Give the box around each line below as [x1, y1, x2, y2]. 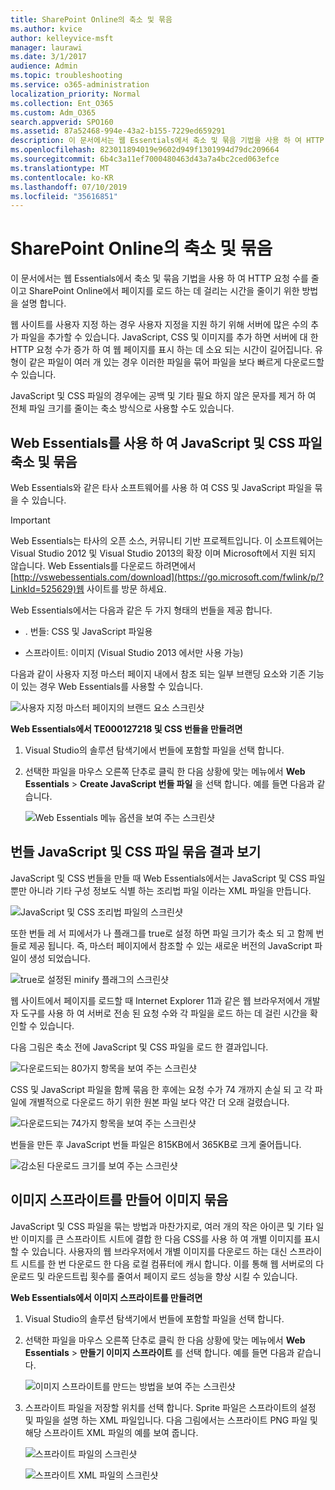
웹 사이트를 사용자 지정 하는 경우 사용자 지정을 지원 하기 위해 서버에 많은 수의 [10, 319, 309, 331]
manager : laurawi [10, 42, 83, 53]
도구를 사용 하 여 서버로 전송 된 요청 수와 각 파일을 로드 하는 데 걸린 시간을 [20, 1007, 308, 1019]
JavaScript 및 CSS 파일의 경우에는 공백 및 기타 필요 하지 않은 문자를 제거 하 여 [10, 390, 317, 402]
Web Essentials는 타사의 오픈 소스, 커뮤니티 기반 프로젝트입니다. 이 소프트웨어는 [10, 535, 324, 546]
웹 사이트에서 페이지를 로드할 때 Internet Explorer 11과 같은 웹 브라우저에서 [10, 994, 302, 1006]
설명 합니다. [20, 297, 67, 310]
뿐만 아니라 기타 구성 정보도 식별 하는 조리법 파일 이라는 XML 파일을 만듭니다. [10, 884, 312, 896]
